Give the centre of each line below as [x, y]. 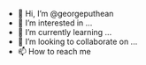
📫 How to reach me [54, 51]
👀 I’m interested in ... [55, 23]
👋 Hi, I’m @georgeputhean [65, 14]
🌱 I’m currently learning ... [65, 32]
